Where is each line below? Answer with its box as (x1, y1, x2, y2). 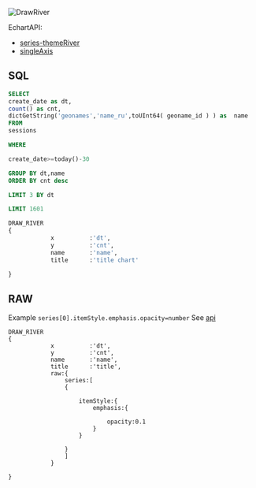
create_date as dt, (8, 97, 72, 106)
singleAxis (19, 47, 54, 55)
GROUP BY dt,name (8, 169, 65, 177)
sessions (8, 127, 37, 135)
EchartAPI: (8, 23, 43, 32)
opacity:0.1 (106, 418, 147, 426)
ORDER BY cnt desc (8, 177, 69, 184)
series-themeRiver (19, 38, 80, 47)
